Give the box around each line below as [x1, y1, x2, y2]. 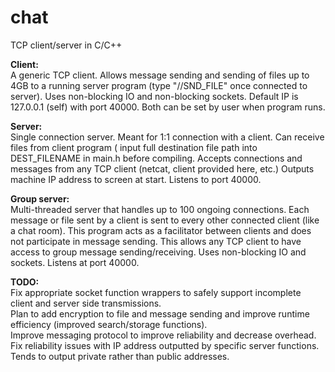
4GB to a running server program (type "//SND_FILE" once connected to [10, 79, 308, 91]
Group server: [10, 192, 70, 205]
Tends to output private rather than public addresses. [10, 350, 230, 362]
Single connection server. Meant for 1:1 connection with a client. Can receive [10, 131, 325, 143]
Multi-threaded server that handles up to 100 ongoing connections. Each [10, 203, 310, 215]
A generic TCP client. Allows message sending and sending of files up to [10, 69, 310, 81]
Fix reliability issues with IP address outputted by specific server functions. [10, 339, 320, 351]
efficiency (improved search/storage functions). [10, 318, 208, 330]
